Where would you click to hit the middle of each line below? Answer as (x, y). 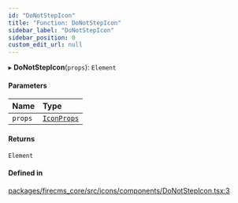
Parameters (28, 85)
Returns (22, 138)
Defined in (26, 173)
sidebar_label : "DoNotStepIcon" (61, 30)
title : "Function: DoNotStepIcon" (65, 23)
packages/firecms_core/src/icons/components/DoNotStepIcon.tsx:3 (119, 190)
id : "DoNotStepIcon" (42, 15)
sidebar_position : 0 (42, 38)
